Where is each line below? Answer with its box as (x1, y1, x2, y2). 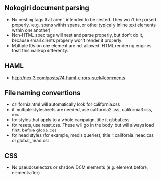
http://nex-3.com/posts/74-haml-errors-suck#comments (11, 75, 126, 81)
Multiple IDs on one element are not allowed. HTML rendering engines (11, 42, 152, 48)
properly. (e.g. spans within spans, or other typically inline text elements (11, 22, 156, 28)
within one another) (11, 27, 51, 33)
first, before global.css (11, 127, 57, 133)
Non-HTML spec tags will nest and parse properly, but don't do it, (11, 32, 144, 38)
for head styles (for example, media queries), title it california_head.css (11, 132, 154, 138)
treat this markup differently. (11, 48, 69, 53)
